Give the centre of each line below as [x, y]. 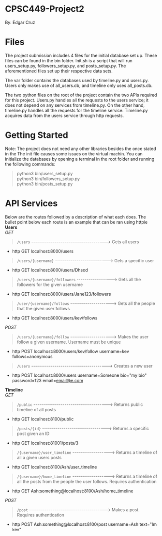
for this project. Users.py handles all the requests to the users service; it [77, 100]
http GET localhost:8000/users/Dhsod [50, 270]
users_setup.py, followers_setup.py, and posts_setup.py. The [66, 66]
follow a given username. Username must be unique [69, 342]
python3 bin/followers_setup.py [48, 179]
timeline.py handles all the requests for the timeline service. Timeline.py [77, 110]
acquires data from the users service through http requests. [65, 116]
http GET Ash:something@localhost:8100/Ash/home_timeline [73, 491]
